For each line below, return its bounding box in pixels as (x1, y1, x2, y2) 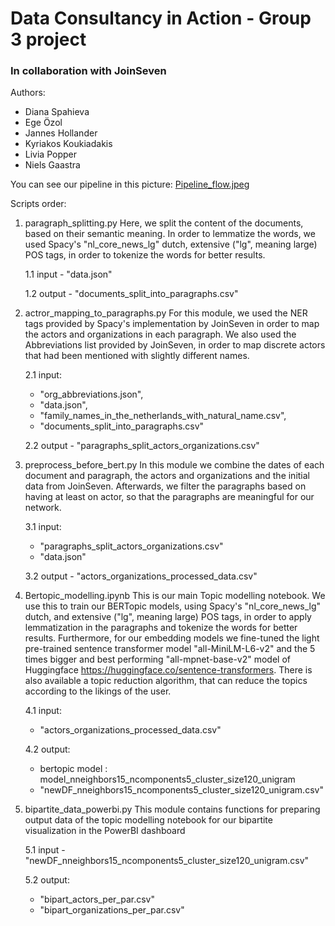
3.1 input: (24, 521, 62, 533)
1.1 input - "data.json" (24, 268, 113, 281)
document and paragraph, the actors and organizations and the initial (24, 470, 311, 482)
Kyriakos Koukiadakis (24, 138, 113, 150)
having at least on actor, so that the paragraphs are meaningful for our (24, 491, 315, 503)
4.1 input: (24, 705, 62, 717)
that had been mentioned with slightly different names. (24, 350, 250, 362)
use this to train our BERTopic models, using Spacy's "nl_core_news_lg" (24, 600, 321, 612)
